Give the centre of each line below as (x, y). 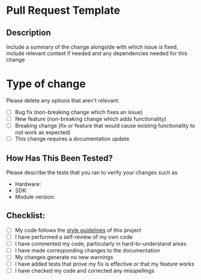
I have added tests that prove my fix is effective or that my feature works (105, 264)
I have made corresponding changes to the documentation (87, 250)
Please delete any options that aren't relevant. (63, 100)
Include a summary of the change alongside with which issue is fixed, (92, 47)
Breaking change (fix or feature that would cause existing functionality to (105, 126)
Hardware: (28, 184)
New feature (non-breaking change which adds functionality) (91, 119)
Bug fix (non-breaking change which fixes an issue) (79, 112)
